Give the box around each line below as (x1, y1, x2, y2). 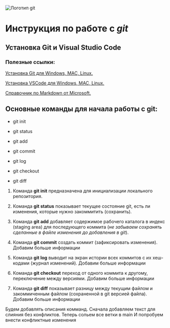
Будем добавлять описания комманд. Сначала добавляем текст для (5, 306, 156, 312)
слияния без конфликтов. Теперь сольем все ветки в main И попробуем (5, 311, 163, 317)
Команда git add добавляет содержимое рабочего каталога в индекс (12, 218, 165, 225)
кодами (12, 260, 30, 266)
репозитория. (12, 193, 42, 199)
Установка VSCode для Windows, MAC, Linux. (5, 80, 104, 86)
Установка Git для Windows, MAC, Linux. (5, 70, 93, 76)
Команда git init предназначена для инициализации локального (12, 187, 153, 194)
